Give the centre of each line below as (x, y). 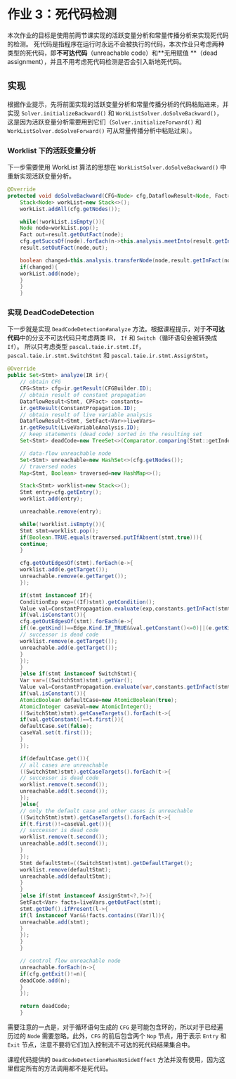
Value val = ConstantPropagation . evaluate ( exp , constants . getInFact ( (119, 608)
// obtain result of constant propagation (83, 395)
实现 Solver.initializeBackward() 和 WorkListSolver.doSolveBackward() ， (115, 113)
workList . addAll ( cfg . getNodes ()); (70, 209)
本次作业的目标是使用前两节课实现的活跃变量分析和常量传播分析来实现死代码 (118, 35)
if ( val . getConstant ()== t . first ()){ (72, 720)
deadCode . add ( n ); (45, 981)
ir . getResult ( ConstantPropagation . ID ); (78, 408)
